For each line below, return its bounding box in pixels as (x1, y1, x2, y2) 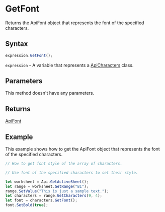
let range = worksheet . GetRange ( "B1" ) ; (5, 184, 89, 189)
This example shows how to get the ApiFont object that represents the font (5, 146, 160, 152)
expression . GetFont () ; (5, 53, 53, 58)
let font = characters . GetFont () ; (5, 198, 78, 203)
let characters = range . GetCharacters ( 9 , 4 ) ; (5, 193, 102, 198)
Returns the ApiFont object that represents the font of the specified (5, 20, 144, 26)
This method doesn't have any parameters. (5, 90, 95, 96)
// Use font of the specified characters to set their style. (5, 170, 138, 175)
